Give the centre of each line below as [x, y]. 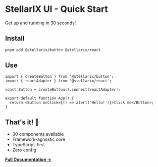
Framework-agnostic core [39, 139]
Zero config [24, 150]
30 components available [38, 134]
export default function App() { [40, 98]
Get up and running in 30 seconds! [41, 23]
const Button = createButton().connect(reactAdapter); [63, 90]
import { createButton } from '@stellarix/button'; [59, 77]
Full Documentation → [28, 160]
